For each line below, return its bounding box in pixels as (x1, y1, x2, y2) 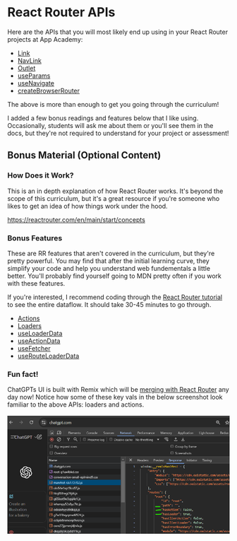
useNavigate (17, 78, 55, 87)
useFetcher (17, 344, 51, 352)
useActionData (17, 337, 61, 345)
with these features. (7, 279, 66, 287)
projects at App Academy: (7, 35, 83, 43)
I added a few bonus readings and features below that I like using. (7, 114, 199, 122)
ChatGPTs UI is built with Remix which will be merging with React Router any (7, 385, 229, 394)
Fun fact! (7, 369, 39, 379)
